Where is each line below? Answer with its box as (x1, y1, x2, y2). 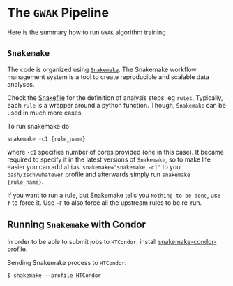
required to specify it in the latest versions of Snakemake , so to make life (7, 155, 211, 164)
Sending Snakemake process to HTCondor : (7, 258, 127, 266)
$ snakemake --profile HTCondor (7, 271, 101, 279)
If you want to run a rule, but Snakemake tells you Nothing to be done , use (7, 191, 221, 199)
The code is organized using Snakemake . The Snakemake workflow (7, 65, 197, 73)
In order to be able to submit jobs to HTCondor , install (7, 237, 157, 245)
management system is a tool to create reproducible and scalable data (7, 72, 210, 81)
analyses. (7, 80, 35, 88)
